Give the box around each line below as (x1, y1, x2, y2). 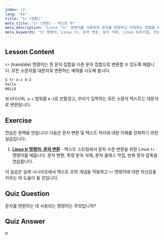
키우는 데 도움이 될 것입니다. (5, 175, 59, 181)
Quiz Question (5, 189, 50, 198)
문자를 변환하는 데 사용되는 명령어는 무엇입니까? (5, 203, 96, 209)
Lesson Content (5, 48, 55, 56)
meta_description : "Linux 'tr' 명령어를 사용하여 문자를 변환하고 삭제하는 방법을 (5, 25, 155, 30)
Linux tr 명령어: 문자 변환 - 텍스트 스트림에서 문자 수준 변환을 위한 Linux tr (12, 146, 155, 152)
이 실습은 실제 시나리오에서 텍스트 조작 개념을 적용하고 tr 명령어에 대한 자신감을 (5, 169, 157, 175)
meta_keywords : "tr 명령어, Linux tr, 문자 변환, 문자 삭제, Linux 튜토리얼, (5, 30, 152, 35)
